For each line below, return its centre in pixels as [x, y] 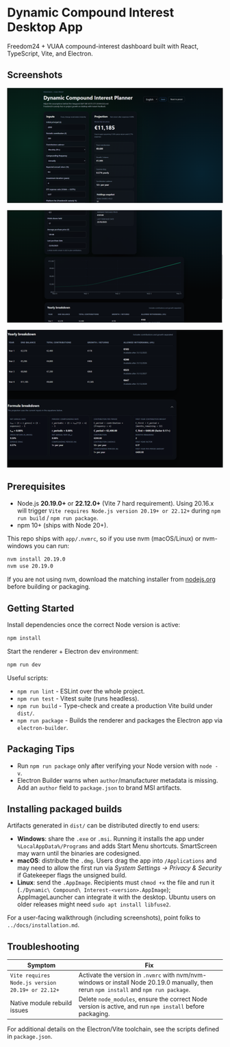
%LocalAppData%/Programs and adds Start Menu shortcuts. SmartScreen [117, 846]
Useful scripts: [28, 678]
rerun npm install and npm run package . [134, 990]
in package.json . [30, 1036]
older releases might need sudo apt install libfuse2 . [94, 904]
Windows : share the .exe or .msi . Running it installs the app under [111, 839]
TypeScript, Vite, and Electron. [50, 54]
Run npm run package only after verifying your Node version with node [114, 766]
